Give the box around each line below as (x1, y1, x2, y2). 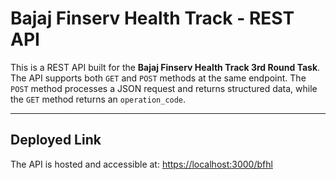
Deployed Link (10, 132, 102, 149)
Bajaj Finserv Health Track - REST (10, 7, 295, 30)
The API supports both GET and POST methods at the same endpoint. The (10, 72, 307, 84)
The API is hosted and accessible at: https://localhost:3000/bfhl (10, 158, 273, 170)
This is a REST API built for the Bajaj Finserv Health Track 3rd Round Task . (10, 61, 321, 73)
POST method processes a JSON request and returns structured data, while (10, 82, 318, 94)
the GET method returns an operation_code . (10, 93, 187, 105)
